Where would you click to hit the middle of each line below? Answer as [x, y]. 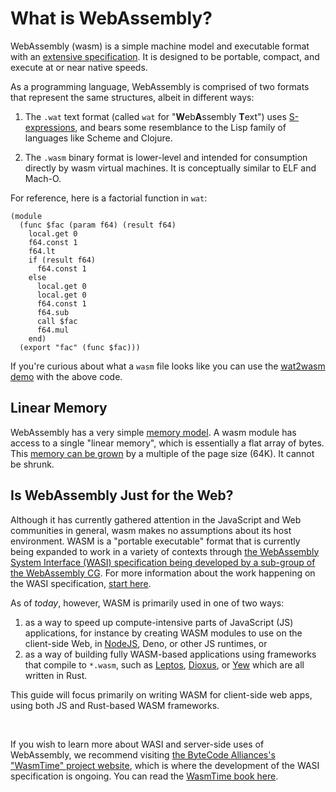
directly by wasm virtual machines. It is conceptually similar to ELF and [170, 168]
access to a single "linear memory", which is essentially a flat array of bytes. [167, 443]
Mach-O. [43, 178]
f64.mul [53, 330]
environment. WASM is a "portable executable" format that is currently [155, 541]
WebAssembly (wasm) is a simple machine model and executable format [160, 46]
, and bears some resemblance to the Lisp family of [180, 127]
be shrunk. [32, 464]
